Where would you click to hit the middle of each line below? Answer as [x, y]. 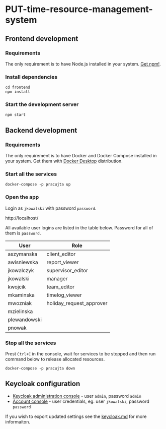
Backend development [41, 130]
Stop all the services [31, 343]
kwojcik [17, 287]
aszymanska [23, 254]
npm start [16, 115]
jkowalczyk [21, 270]
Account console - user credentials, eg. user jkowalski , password [81, 401]
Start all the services [31, 174]
